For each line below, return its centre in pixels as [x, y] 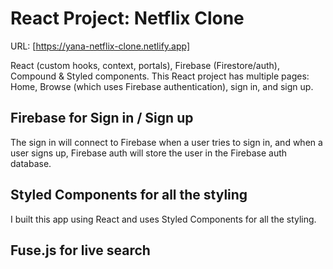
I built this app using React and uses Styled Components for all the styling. [163, 219]
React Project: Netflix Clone [127, 18]
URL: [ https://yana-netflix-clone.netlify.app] [100, 46]
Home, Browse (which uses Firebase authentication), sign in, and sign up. [162, 86]
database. [31, 163]
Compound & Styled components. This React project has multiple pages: [160, 76]
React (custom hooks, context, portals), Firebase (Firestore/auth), [145, 65]
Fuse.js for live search [80, 250]
